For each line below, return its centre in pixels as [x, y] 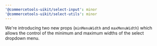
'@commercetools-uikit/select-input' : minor [51, 9]
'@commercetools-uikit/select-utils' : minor [51, 14]
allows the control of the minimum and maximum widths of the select [75, 33]
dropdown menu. [22, 38]
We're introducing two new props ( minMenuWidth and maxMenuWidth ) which [79, 28]
